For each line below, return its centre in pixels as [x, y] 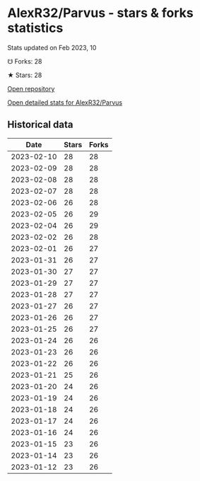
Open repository [31, 88]
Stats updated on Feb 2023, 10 [52, 47]
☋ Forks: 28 [25, 61]
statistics [35, 28]
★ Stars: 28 [25, 75]
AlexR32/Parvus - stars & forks [100, 13]
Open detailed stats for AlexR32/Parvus [65, 102]
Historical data [40, 125]
